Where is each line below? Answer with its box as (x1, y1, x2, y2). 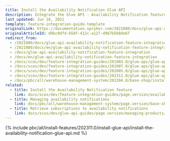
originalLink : (5, 26, 35, 31)
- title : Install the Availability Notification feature (10, 87, 133, 92)
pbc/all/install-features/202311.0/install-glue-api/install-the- (29, 124, 154, 130)
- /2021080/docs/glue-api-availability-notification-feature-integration (10, 40, 168, 45)
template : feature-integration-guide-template (5, 21, 105, 27)
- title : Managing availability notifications (10, 97, 110, 102)
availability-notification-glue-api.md (5, 130, 80, 136)
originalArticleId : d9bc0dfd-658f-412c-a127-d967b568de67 (5, 31, 130, 36)
